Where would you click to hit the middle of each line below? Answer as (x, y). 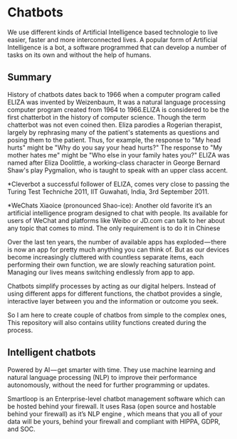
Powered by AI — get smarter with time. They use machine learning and (111, 370)
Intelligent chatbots (52, 352)
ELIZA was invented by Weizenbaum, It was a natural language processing (117, 102)
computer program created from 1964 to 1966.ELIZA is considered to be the (118, 109)
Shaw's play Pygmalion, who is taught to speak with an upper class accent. (118, 170)
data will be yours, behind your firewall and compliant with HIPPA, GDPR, (114, 421)
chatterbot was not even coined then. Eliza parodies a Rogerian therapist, (115, 125)
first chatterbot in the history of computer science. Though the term (107, 117)
